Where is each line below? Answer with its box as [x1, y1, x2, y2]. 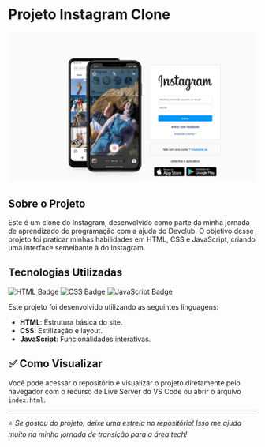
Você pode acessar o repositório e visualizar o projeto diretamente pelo [8, 378, 241, 388]
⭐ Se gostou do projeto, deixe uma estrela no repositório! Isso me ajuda [8, 418, 242, 427]
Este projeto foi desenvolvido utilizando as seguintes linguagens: [8, 302, 219, 311]
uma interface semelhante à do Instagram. [8, 242, 146, 252]
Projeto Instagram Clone [8, 6, 171, 24]
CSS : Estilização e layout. [19, 325, 103, 335]
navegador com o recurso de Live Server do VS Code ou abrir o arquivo [8, 386, 242, 396]
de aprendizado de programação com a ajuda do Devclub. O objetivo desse [8, 226, 254, 235]
